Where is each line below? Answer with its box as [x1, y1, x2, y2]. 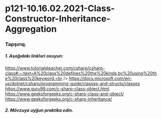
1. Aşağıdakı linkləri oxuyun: [5, 53, 64, 59]
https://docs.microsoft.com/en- [69, 76, 132, 82]
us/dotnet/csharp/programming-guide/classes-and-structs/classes [5, 81, 140, 86]
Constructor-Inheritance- [5, 13, 111, 24]
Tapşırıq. [5, 41, 27, 48]
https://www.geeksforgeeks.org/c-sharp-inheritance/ [5, 96, 112, 102]
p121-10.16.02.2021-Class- [5, 3, 115, 14]
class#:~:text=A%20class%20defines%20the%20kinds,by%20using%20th [5, 70, 157, 76]
